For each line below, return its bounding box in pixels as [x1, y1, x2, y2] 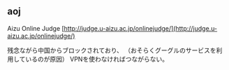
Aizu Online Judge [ [7, 24, 64, 32]
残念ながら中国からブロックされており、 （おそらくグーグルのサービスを [7, 45, 216, 55]
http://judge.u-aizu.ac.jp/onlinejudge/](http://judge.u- [64, 24, 218, 32]
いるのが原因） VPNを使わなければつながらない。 [25, 55, 169, 63]
